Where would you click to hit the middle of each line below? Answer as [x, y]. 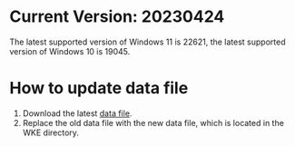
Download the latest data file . [77, 113]
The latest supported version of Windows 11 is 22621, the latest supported [147, 42]
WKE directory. [51, 132]
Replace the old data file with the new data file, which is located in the [153, 122]
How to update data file [99, 88]
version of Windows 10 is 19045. [70, 51]
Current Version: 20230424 [117, 17]
